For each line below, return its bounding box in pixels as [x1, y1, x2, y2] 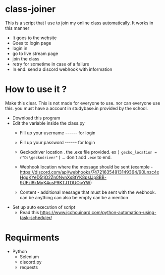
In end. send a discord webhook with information [12, 66, 112, 72]
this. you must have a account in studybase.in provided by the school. [5, 105, 148, 111]
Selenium [19, 254, 39, 260]
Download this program [12, 115, 60, 121]
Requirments [5, 232, 59, 243]
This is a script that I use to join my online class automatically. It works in [5, 20, 154, 26]
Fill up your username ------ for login [19, 130, 96, 136]
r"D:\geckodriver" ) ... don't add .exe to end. [19, 154, 112, 160]
